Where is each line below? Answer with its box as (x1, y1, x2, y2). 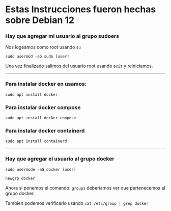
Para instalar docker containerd (5, 127, 85, 134)
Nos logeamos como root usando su (5, 44, 81, 50)
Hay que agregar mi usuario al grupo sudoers (5, 33, 120, 40)
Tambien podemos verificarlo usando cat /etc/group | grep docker (5, 200, 149, 206)
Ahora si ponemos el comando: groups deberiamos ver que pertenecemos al (5, 184, 165, 191)
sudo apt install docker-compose (5, 116, 76, 121)
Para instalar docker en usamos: (5, 81, 87, 88)
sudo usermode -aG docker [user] (5, 167, 76, 172)
